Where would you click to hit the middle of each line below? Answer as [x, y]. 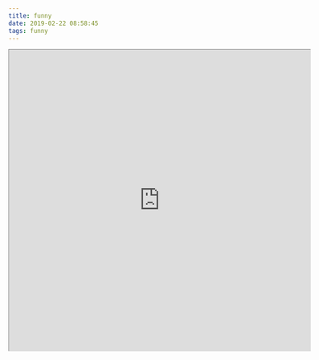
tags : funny [28, 31]
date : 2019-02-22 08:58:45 [53, 23]
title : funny [30, 16]
